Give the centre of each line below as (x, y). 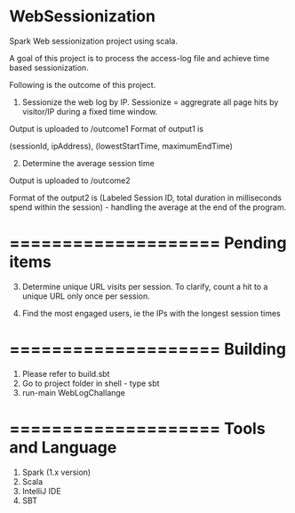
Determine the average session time (88, 163)
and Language (63, 447)
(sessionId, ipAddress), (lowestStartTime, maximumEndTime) (121, 146)
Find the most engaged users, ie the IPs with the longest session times (151, 313)
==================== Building (148, 349)
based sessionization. (49, 68)
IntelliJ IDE (41, 491)
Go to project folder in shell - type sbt (91, 383)
